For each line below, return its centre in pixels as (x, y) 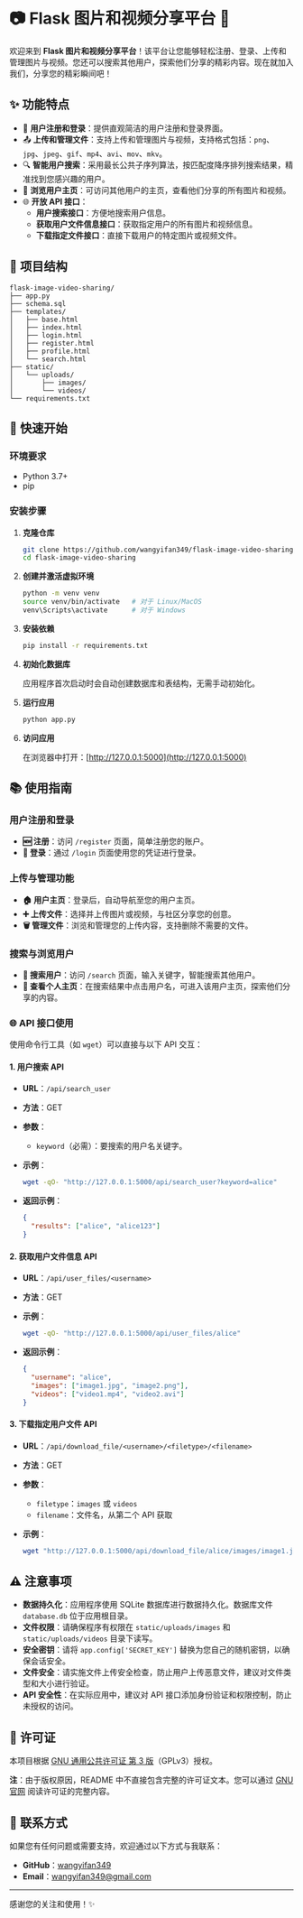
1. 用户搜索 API (37, 1067)
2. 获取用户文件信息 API (53, 1256)
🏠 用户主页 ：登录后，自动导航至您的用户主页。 (111, 900)
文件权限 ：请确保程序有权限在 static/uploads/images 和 (127, 1627)
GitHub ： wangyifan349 (67, 1865)
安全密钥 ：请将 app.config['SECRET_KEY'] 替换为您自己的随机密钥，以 (152, 1650)
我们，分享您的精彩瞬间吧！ (61, 73)
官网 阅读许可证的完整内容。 (62, 1792)
